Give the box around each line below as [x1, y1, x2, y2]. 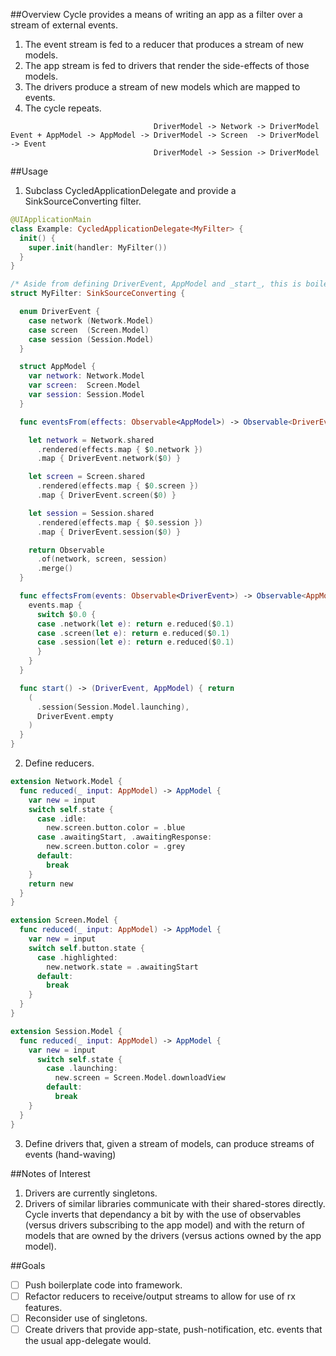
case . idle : [36, 814, 87, 824]
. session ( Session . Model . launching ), [36, 702, 190, 712]
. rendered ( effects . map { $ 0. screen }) [36, 481, 199, 491]
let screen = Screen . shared [28, 472, 145, 482]
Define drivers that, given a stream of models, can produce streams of [24, 1137, 315, 1149]
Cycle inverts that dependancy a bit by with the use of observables [24, 1208, 302, 1220]
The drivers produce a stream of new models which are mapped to [24, 81, 301, 93]
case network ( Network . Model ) [28, 315, 155, 326]
